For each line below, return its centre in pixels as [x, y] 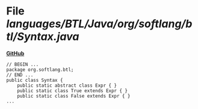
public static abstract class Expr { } [67, 86]
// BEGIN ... [23, 64]
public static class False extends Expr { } [74, 96]
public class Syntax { [35, 80]
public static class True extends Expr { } [73, 91]
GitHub [15, 53]
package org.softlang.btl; [40, 70]
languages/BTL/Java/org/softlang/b [99, 24]
